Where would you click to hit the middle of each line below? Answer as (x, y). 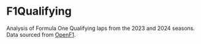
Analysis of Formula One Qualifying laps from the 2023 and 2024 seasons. (100, 28)
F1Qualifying (39, 11)
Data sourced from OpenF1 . (41, 34)
